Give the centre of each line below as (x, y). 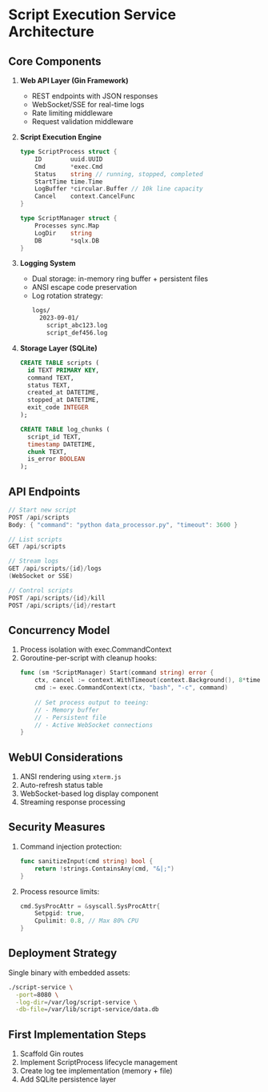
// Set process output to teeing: (92, 702)
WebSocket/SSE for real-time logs (88, 104)
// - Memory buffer (67, 710)
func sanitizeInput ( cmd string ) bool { (86, 861)
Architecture (51, 32)
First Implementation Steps (77, 1034)
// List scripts (35, 539)
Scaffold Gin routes (52, 1054)
